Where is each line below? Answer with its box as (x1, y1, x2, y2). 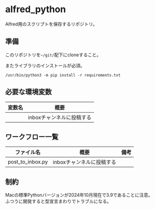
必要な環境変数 (5, 88, 52, 96)
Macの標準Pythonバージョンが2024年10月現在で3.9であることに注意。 (5, 192, 153, 198)
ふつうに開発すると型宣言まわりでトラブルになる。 (5, 198, 112, 204)
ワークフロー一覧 (5, 132, 59, 141)
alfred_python (5, 4, 66, 15)
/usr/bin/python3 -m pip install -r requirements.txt (5, 73, 121, 78)
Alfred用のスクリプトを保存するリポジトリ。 (5, 21, 97, 27)
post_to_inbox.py (8, 158, 48, 165)
